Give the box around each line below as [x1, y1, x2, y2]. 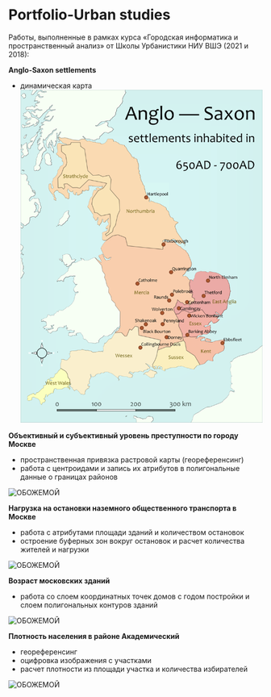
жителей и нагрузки [19, 545, 90, 554]
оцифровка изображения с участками [19, 655, 152, 665]
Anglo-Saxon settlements [8, 65, 97, 74]
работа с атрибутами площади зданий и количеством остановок [19, 527, 244, 537]
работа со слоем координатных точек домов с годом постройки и [19, 591, 250, 601]
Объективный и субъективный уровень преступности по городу [8, 430, 239, 440]
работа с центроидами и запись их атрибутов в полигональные [19, 463, 240, 473]
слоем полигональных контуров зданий [19, 599, 158, 610]
